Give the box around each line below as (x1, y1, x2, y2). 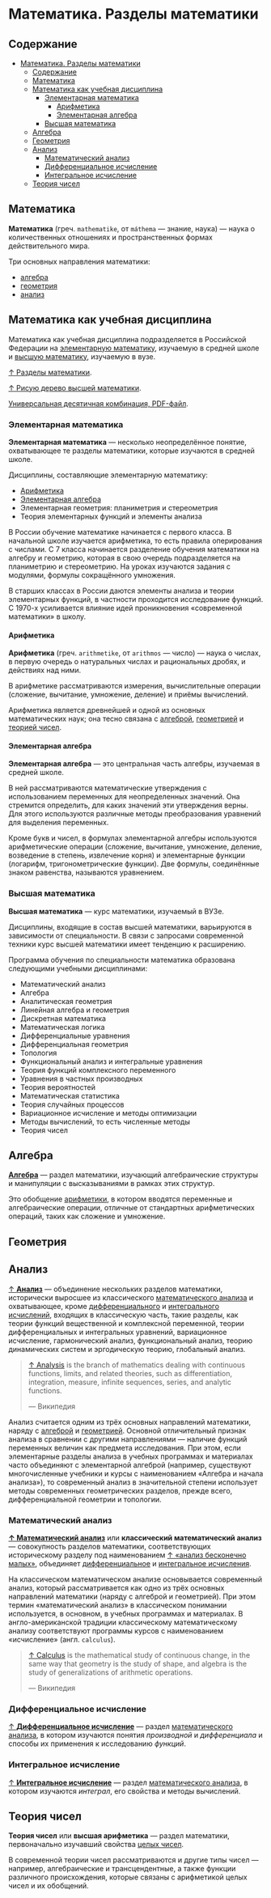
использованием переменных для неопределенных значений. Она (8, 792, 240, 802)
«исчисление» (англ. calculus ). (8, 1634, 116, 1644)
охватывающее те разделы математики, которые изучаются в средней (8, 446, 255, 455)
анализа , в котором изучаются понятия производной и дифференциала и (8, 1731, 263, 1740)
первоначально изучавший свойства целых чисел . (8, 1840, 184, 1849)
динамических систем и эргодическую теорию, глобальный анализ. (8, 1344, 246, 1354)
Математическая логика (19, 1022, 105, 1032)
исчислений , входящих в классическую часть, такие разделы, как (8, 1310, 239, 1320)
